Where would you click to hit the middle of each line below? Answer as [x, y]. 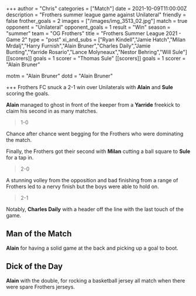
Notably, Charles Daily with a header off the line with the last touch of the [95, 209]
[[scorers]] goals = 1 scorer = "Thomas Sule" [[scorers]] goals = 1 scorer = [96, 58]
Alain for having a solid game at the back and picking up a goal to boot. [92, 248]
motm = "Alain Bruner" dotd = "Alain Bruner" [59, 76]
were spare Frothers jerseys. [40, 287]
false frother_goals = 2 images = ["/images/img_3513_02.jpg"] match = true [97, 21]
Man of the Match [39, 234]
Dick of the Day [35, 266]
